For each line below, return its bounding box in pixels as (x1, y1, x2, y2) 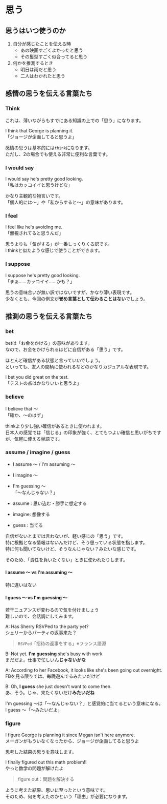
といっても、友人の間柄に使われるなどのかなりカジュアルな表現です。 (5, 364, 152, 370)
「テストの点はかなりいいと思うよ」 (5, 380, 82, 386)
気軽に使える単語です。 (14, 436, 63, 442)
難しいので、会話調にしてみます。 (5, 613, 77, 619)
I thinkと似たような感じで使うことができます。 (5, 247, 103, 253)
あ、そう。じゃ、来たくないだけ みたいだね (5, 690, 95, 696)
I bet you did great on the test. (5, 374, 69, 380)
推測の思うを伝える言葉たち (5, 312, 93, 321)
